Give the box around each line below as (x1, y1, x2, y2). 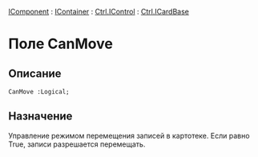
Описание (8, 66, 62, 80)
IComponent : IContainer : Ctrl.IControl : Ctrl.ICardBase (8, 7, 190, 16)
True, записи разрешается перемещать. (8, 139, 146, 149)
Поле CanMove (8, 35, 114, 53)
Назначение (8, 110, 73, 123)
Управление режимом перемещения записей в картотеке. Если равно (8, 131, 250, 140)
